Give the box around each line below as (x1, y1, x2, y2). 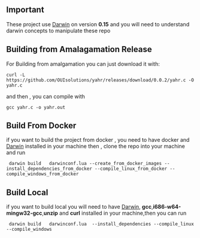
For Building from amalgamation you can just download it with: (6, 60, 160, 68)
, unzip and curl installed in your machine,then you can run (41, 209, 187, 217)
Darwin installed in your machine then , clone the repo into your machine (6, 143, 186, 150)
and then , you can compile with (6, 93, 86, 100)
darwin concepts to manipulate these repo (6, 27, 111, 34)
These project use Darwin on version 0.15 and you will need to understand (6, 20, 190, 28)
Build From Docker (6, 121, 77, 131)
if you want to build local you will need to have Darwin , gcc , (6, 203, 153, 210)
